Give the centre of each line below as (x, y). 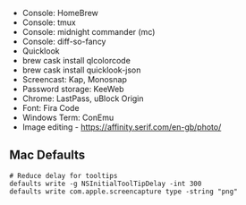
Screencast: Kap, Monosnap (74, 79)
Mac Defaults (47, 155)
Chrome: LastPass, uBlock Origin (83, 98)
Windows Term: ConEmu (68, 117)
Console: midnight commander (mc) (89, 32)
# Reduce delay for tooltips (64, 175)
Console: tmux (49, 22)
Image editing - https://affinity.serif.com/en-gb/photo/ (122, 127)
